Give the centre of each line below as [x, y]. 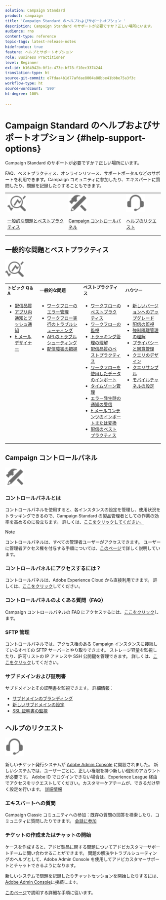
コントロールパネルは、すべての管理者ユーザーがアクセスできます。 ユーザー [83, 542]
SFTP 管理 [17, 632]
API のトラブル [62, 336]
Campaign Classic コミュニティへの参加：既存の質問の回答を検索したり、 [80, 815]
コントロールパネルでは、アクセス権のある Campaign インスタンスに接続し [82, 644]
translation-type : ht [27, 73]
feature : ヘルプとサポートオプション [39, 52]
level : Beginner [22, 62]
